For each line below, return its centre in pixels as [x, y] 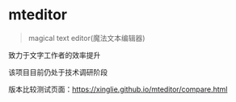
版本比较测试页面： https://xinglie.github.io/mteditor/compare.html [118, 89]
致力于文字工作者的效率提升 [55, 55]
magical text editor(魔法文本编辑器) [86, 38]
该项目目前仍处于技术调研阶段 [58, 72]
